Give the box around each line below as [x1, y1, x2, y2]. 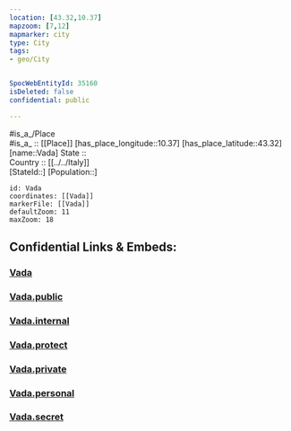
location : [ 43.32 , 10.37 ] [9, 13, 102, 22]
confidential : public [9, 95, 90, 104]
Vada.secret [9, 410, 64, 423]
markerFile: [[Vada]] [9, 199, 90, 208]
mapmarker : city [9, 30, 70, 39]
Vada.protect [9, 339, 68, 351]
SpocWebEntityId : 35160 [9, 79, 98, 88]
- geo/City [9, 55, 50, 64]
